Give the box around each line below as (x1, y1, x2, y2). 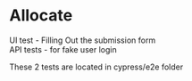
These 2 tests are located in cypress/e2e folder (9, 61, 184, 72)
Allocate (9, 5, 73, 26)
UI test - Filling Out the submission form (9, 35, 156, 45)
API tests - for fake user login (9, 44, 118, 54)
